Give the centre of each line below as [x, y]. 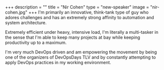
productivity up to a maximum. [36, 43]
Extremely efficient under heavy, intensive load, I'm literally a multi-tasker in [82, 32]
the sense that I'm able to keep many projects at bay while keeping [73, 37]
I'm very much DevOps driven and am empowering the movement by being [81, 52]
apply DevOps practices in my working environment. [58, 62]
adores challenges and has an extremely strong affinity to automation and [80, 17]
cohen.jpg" [16, 12]
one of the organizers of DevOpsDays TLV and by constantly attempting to [81, 57]
